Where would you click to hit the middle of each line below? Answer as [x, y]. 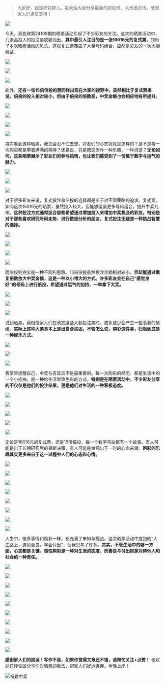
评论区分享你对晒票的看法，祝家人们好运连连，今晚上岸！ [72, 666]
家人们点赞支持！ [34, 14]
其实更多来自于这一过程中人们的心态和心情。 [54, 454]
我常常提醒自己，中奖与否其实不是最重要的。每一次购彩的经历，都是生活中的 [82, 373]
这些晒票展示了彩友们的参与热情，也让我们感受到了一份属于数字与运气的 [87, 156]
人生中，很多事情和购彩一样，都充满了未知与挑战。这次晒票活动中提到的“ [79, 539]
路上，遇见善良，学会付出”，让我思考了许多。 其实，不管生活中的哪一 [79, 545]
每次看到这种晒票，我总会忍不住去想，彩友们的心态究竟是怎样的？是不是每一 [82, 144]
